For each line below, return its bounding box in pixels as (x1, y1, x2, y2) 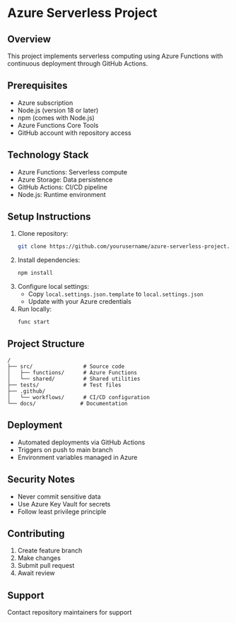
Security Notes (7, 473, 76, 485)
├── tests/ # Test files (7, 381, 122, 388)
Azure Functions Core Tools (17, 121, 99, 129)
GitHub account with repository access (17, 129, 132, 137)
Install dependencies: (17, 256, 81, 264)
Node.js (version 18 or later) (17, 106, 99, 114)
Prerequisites (7, 80, 68, 92)
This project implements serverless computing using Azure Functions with (7, 52, 223, 60)
